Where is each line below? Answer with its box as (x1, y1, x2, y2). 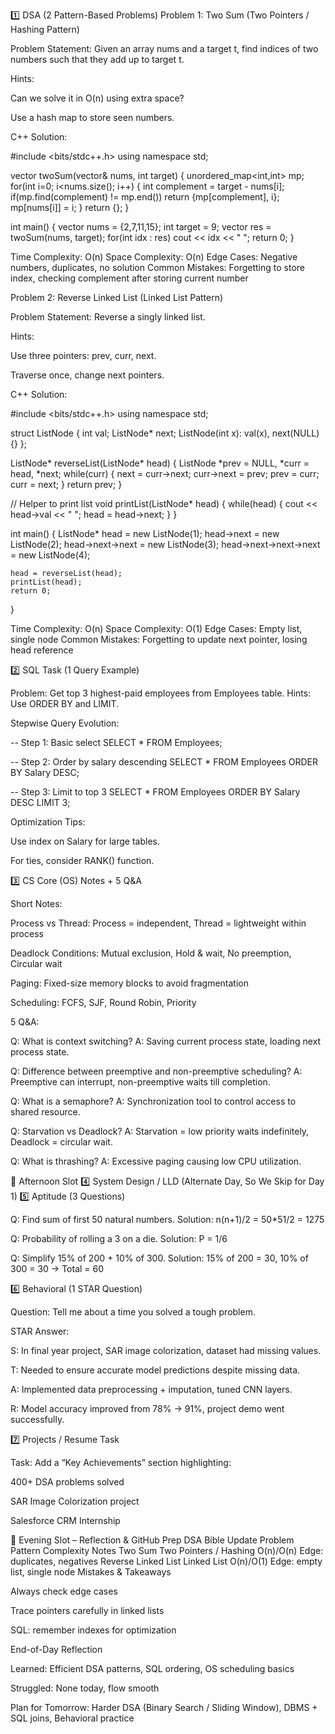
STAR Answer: (10, 1325, 70, 1337)
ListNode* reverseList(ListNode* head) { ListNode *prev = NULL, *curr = (10, 457, 310, 469)
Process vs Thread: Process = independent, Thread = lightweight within (10, 917, 307, 929)
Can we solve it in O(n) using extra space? (10, 92, 185, 104)
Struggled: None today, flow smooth (10, 1682, 160, 1694)
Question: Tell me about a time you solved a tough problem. (10, 1306, 256, 1318)
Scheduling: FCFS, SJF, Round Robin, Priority (10, 997, 197, 1008)
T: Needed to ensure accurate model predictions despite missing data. (10, 1364, 301, 1376)
